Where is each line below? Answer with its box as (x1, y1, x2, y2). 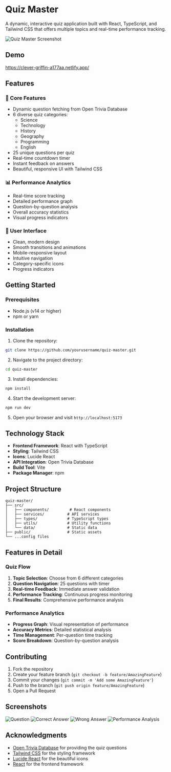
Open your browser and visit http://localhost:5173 (12, 414, 122, 420)
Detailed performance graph (12, 198, 73, 204)
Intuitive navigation (12, 255, 53, 262)
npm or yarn (12, 313, 39, 319)
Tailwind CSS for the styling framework (12, 750, 96, 756)
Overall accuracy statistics (12, 209, 69, 215)
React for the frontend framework (12, 761, 84, 767)
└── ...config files (5, 534, 50, 540)
